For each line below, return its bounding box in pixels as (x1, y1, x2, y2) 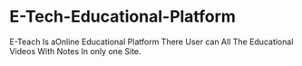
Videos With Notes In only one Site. (9, 45, 142, 56)
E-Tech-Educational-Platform (9, 6, 236, 27)
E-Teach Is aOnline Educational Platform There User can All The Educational (9, 36, 294, 47)
